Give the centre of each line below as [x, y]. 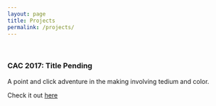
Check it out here [33, 95]
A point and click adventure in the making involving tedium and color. [108, 81]
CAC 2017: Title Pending [50, 66]
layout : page [27, 14]
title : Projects [31, 21]
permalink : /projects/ [41, 27]
